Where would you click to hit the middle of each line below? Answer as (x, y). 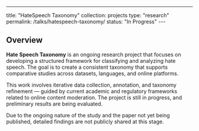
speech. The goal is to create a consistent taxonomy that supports (87, 67)
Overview (25, 40)
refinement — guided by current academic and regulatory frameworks (92, 91)
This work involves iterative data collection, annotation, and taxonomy (91, 85)
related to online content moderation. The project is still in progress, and (94, 97)
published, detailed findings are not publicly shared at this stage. (85, 122)
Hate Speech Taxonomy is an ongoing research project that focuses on (94, 55)
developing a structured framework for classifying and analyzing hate (91, 60)
